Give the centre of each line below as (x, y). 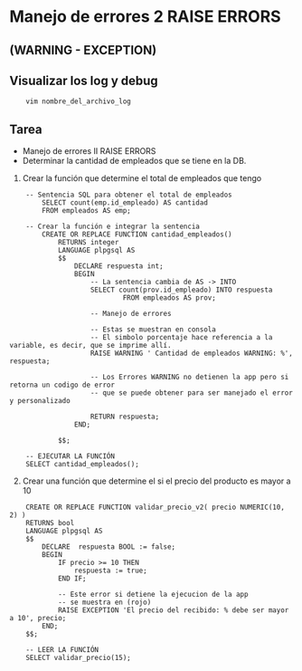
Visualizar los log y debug (84, 80)
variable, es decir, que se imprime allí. (90, 346)
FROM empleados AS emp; (86, 211)
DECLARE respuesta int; (119, 266)
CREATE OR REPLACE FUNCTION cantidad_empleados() (137, 235)
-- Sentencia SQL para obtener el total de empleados (129, 195)
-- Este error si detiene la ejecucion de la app (153, 595)
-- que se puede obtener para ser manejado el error (192, 393)
